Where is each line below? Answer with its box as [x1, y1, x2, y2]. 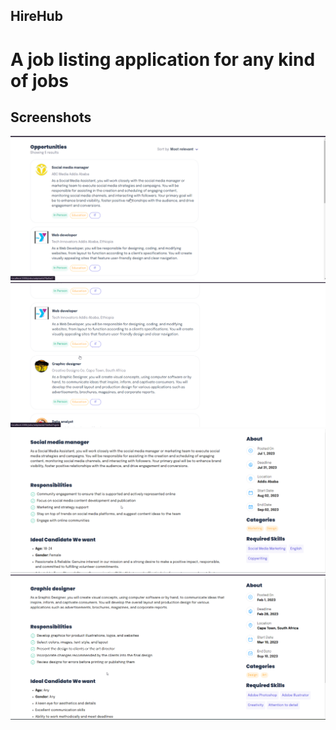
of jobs [10, 69, 70, 92]
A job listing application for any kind [10, 48, 316, 71]
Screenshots [10, 109, 92, 126]
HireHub [10, 8, 63, 25]
